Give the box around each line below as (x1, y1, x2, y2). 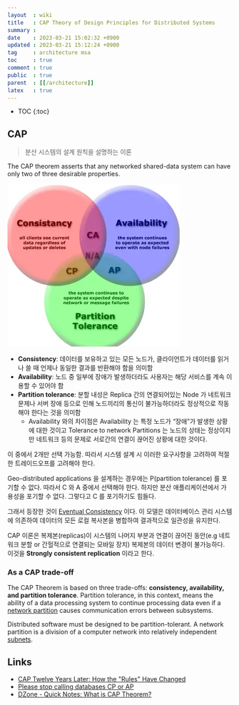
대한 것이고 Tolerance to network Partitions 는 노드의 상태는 (36, 426, 207, 435)
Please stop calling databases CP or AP (17, 682, 134, 691)
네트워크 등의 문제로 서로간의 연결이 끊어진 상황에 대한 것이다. (36, 435, 208, 444)
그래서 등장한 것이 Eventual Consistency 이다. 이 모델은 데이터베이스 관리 (7, 507, 213, 516)
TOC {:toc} (17, 107, 50, 116)
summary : (7, 26, 37, 34)
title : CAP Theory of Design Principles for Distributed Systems (7, 19, 215, 26)
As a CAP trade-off (7, 567, 74, 577)
